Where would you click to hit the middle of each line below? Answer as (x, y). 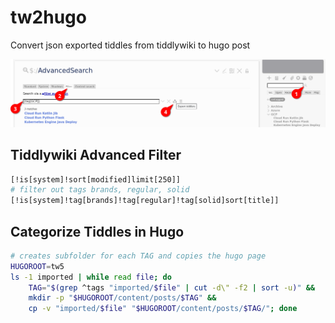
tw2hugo (48, 17)
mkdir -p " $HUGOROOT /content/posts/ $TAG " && (122, 298)
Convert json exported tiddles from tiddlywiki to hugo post (130, 45)
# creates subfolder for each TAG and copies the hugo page (138, 256)
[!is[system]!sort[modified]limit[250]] (96, 179)
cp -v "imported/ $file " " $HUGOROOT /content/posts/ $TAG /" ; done (163, 309)
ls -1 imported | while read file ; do (91, 277)
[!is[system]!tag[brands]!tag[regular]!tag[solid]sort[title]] (145, 201)
